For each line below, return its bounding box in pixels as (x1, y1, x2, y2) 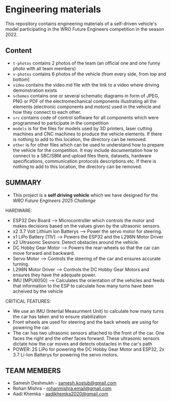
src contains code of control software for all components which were (12, 114, 159, 120)
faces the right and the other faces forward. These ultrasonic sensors (12, 335, 160, 341)
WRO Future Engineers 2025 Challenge (12, 197, 96, 204)
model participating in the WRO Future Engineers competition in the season (5, 26, 164, 32)
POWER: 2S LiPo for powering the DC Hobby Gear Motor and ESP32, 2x (12, 346, 165, 352)
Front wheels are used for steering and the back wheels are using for (12, 319, 159, 325)
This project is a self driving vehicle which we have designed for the (12, 192, 158, 198)
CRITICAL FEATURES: (5, 298, 51, 304)
